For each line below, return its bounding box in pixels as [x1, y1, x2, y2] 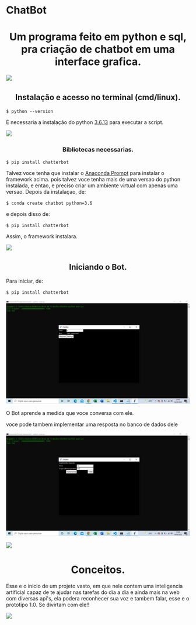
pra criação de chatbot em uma [21, 43, 175, 56]
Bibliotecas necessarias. [62, 145, 134, 153]
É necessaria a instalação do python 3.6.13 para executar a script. [6, 118, 164, 126]
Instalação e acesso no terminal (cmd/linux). [15, 92, 181, 102]
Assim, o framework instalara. [6, 233, 78, 240]
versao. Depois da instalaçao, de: [6, 188, 86, 195]
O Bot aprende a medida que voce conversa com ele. [6, 410, 134, 417]
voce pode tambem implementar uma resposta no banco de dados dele [6, 421, 178, 428]
